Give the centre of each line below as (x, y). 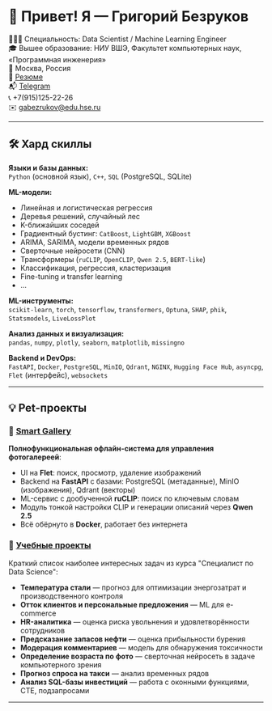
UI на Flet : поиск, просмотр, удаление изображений (110, 473)
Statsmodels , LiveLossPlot (52, 318)
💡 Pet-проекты (48, 408)
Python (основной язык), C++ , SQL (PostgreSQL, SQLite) (100, 176)
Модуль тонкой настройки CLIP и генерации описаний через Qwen (136, 507)
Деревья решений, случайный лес (80, 216)
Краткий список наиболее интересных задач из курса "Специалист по (131, 563)
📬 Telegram (30, 86)
